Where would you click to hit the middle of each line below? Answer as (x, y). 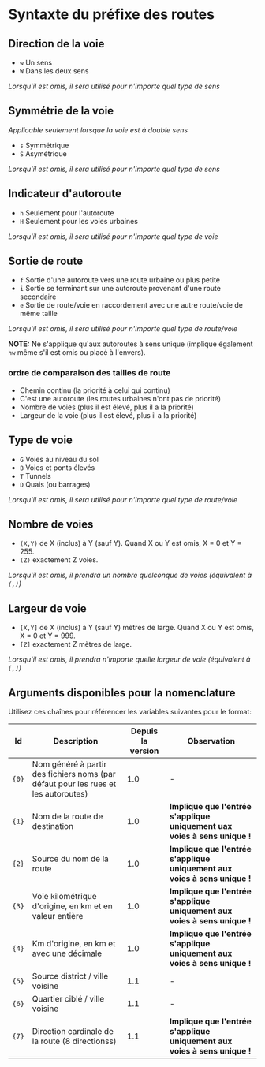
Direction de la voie (56, 44)
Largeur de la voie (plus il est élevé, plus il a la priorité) (108, 415)
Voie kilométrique (64, 896)
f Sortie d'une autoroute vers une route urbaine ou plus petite (120, 280)
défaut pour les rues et (74, 784)
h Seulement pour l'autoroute (67, 213)
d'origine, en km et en (72, 906)
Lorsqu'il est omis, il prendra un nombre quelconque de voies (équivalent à (130, 575)
